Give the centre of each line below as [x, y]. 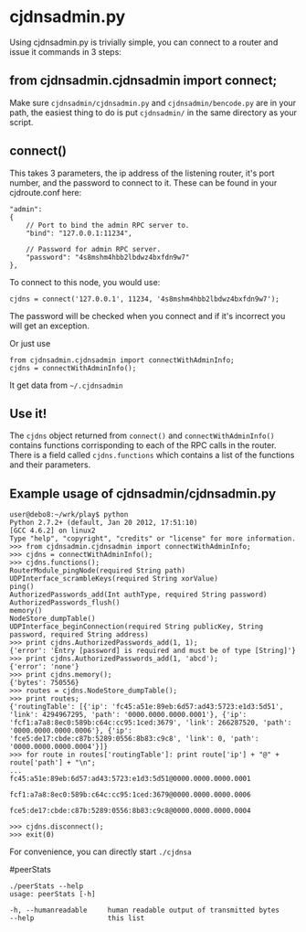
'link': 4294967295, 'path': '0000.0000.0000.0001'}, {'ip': [128, 715]
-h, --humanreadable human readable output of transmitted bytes [145, 911]
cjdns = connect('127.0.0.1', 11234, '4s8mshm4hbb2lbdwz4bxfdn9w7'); [145, 299]
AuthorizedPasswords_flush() [65, 603]
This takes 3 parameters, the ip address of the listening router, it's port [142, 173]
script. [21, 122]
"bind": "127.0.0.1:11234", [79, 233]
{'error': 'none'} [44, 667]
